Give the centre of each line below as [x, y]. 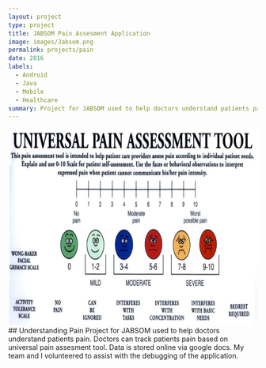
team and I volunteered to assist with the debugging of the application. [123, 356]
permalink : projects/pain [51, 50]
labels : [21, 67]
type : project [32, 25]
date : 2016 [26, 58]
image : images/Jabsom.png [51, 42]
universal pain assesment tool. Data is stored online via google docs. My [126, 347]
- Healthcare [37, 100]
